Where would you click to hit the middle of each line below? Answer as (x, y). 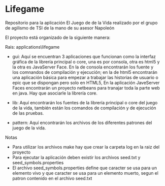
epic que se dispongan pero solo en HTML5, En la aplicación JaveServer (86, 83)
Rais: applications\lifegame (33, 47)
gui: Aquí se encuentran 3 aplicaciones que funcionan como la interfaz (84, 56)
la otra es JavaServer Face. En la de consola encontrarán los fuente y (83, 67)
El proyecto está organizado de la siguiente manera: (58, 37)
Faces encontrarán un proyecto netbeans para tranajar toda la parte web (86, 88)
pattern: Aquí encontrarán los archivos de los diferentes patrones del (82, 123)
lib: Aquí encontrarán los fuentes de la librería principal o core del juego (85, 102)
